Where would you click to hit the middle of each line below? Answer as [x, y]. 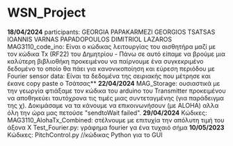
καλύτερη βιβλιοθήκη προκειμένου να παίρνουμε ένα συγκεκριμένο [105, 61]
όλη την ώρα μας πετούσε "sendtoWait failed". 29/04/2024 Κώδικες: [107, 113]
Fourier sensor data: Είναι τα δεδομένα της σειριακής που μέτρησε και [109, 76]
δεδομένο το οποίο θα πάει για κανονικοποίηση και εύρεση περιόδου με [111, 69]
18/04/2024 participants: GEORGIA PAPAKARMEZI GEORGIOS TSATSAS [111, 32]
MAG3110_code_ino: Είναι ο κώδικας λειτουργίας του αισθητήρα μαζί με [112, 46]
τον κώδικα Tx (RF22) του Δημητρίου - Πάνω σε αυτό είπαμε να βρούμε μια [116, 54]
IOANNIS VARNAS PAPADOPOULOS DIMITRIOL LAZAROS [90, 39]
